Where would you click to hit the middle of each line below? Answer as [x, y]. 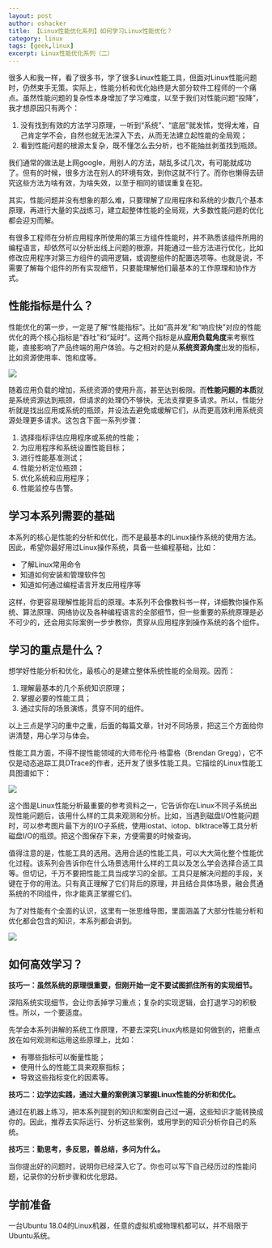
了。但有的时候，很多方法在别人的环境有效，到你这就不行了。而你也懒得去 [132, 173]
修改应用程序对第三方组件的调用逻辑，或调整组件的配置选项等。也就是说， [132, 258]
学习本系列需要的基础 [62, 516]
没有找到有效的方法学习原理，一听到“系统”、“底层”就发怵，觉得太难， [136, 125]
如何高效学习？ [46, 964]
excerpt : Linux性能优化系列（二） [61, 53]
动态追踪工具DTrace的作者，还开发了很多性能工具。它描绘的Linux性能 [139, 763]
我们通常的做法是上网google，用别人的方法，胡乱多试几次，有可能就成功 [130, 162]
